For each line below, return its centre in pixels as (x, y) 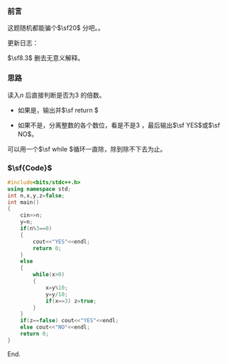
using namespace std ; (39, 189)
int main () (23, 202)
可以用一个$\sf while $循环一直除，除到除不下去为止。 (87, 149)
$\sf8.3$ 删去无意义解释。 (46, 58)
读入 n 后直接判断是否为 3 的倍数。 (56, 95)
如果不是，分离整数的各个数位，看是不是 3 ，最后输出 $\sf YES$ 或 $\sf (119, 125)
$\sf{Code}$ (30, 168)
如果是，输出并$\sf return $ (58, 110)
